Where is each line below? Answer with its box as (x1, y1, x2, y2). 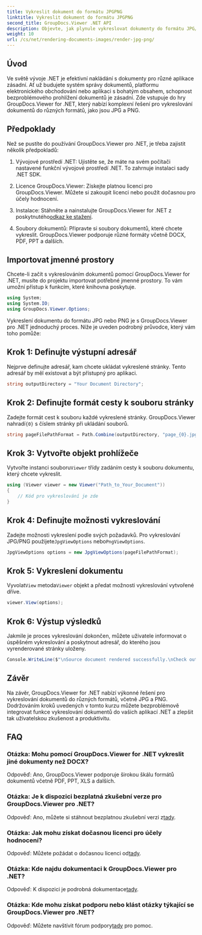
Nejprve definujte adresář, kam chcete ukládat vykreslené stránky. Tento (7, 363, 186, 370)
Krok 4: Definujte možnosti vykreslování (7, 515, 161, 525)
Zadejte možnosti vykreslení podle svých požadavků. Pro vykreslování (7, 531, 180, 539)
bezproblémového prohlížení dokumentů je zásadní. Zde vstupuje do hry (7, 94, 186, 101)
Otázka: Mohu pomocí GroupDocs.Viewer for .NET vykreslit (7, 750, 185, 758)
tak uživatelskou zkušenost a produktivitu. (7, 714, 111, 721)
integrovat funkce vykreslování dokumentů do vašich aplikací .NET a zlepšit (7, 708, 194, 715)
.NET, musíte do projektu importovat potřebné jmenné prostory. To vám (7, 277, 183, 284)
